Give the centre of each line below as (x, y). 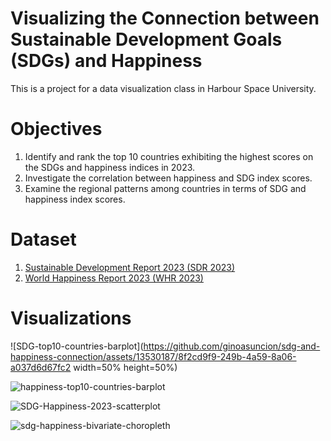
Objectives (56, 129)
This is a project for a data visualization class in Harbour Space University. (163, 88)
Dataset (43, 239)
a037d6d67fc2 (41, 367)
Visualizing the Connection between (165, 18)
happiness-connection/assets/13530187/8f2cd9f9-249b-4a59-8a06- (153, 356)
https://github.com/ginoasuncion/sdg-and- (232, 346)
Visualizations (71, 318)
